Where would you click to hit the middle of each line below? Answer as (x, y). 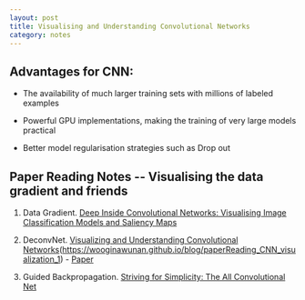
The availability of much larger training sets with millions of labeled (148, 94)
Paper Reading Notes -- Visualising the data (137, 177)
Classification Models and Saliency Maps (100, 222)
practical (39, 130)
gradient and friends (69, 190)
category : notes (40, 35)
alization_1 (41, 259)
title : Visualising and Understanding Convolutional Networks (130, 26)
